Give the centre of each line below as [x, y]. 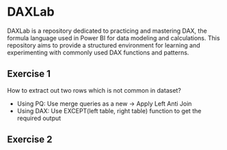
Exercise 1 [29, 74]
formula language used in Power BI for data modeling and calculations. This [113, 37]
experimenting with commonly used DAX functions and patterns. [98, 52]
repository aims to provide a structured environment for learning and [104, 45]
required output [39, 118]
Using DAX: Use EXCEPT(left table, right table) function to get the [109, 110]
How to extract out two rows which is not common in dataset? [94, 90]
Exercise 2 [30, 139]
